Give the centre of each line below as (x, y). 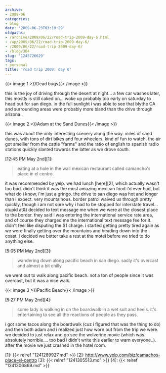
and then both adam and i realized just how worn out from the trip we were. (82, 329)
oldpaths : (15, 33)
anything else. (20, 241)
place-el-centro (21, 360)
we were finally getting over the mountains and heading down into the (76, 231)
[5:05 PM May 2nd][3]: (28, 251)
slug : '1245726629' (25, 56)
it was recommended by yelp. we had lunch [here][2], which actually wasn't (82, 183)
